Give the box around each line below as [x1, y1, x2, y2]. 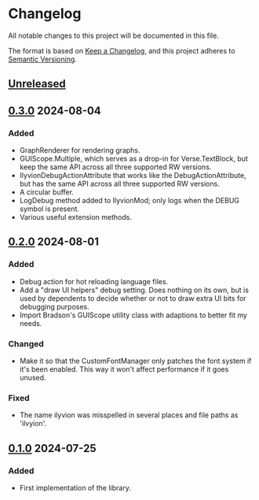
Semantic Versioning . [8, 54, 77, 64]
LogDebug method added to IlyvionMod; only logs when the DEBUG [19, 196, 239, 206]
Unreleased [8, 77, 67, 91]
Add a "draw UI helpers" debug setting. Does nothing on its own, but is [19, 285, 250, 294]
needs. [19, 318, 42, 328]
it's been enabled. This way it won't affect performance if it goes [19, 365, 229, 374]
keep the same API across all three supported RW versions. [19, 162, 212, 172]
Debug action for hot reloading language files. [19, 276, 169, 286]
